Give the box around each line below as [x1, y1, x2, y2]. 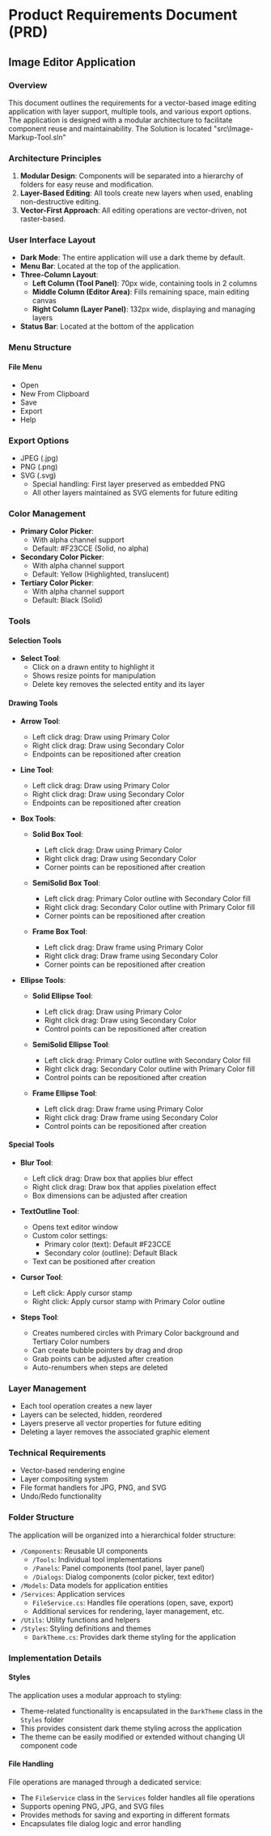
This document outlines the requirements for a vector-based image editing [8, 97, 257, 107]
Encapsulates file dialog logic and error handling [19, 1818, 182, 1828]
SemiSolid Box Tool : [32, 877, 101, 887]
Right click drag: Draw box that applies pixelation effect [32, 1182, 217, 1191]
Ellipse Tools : [19, 975, 66, 984]
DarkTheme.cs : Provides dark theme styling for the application [32, 1632, 236, 1641]
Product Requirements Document [8, 6, 238, 24]
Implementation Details [8, 1652, 103, 1663]
